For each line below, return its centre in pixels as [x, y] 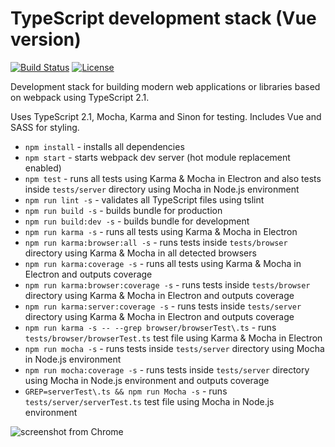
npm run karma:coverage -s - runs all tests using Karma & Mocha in [163, 263]
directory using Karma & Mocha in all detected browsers [140, 253]
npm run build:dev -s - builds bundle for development [137, 221]
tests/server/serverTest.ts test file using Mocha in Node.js [149, 401]
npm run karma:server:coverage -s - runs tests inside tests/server [163, 306]
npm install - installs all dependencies [104, 146]
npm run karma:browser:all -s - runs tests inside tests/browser [156, 242]
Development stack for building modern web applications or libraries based [165, 86]
